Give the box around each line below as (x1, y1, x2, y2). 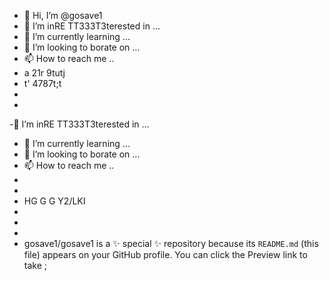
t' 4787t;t (23, 78, 62, 89)
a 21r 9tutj (23, 67, 66, 79)
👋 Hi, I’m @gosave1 (23, 10, 103, 21)
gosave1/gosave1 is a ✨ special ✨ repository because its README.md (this (23, 238, 319, 249)
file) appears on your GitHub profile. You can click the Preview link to (23, 249, 308, 260)
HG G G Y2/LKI (23, 195, 86, 207)
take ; (23, 260, 47, 271)
